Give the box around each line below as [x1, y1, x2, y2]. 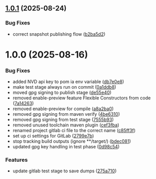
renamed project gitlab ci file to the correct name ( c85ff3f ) [12, 127, 136, 134]
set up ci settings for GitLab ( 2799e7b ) [12, 133, 94, 139]
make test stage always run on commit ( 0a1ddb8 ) [12, 84, 116, 90]
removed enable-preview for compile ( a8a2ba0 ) [12, 106, 114, 112]
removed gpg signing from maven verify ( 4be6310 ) [12, 111, 120, 117]
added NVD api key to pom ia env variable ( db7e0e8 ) [12, 79, 124, 85]
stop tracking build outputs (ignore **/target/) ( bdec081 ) [12, 138, 131, 144]
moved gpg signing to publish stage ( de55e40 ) [12, 89, 112, 96]
